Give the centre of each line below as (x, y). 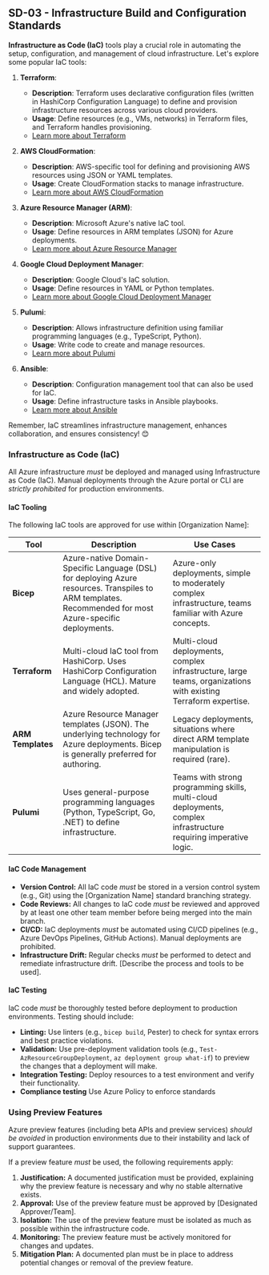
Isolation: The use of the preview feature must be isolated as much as (136, 1221)
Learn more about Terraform (79, 135)
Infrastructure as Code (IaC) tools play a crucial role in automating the (125, 45)
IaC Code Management (47, 868)
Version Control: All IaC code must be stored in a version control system (140, 887)
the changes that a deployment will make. (88, 1066)
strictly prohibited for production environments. (86, 489)
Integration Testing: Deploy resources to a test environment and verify (137, 1074)
